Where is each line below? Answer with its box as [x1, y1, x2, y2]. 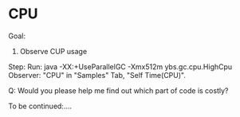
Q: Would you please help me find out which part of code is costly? [8, 85, 229, 96]
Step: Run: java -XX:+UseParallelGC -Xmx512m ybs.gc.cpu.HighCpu [8, 61, 233, 72]
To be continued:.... [8, 101, 73, 111]
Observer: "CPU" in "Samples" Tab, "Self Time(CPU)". [8, 70, 186, 80]
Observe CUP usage [19, 46, 88, 56]
